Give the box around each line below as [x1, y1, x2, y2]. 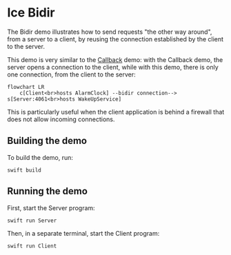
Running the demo [7, 185, 88, 197]
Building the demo [7, 135, 88, 147]
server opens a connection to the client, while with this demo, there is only [7, 63, 219, 71]
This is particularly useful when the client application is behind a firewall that [7, 108, 225, 116]
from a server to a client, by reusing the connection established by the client [7, 34, 224, 43]
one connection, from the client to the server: [7, 70, 136, 79]
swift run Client [7, 243, 57, 249]
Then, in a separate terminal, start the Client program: [7, 229, 160, 237]
